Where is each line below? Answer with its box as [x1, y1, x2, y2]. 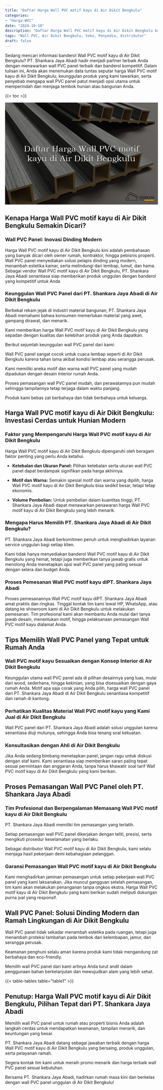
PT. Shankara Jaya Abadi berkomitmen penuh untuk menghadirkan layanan [5, 537, 156, 542]
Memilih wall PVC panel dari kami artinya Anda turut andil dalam [5, 964, 133, 970]
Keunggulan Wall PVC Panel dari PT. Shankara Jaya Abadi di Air [5, 290, 158, 297]
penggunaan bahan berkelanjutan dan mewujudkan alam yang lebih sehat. [5, 969, 154, 974]
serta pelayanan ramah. [5, 1050, 52, 1056]
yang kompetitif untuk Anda [5, 278, 61, 284]
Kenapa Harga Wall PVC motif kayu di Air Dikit [5, 214, 147, 222]
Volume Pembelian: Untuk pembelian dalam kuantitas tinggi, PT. [12, 497, 142, 503]
